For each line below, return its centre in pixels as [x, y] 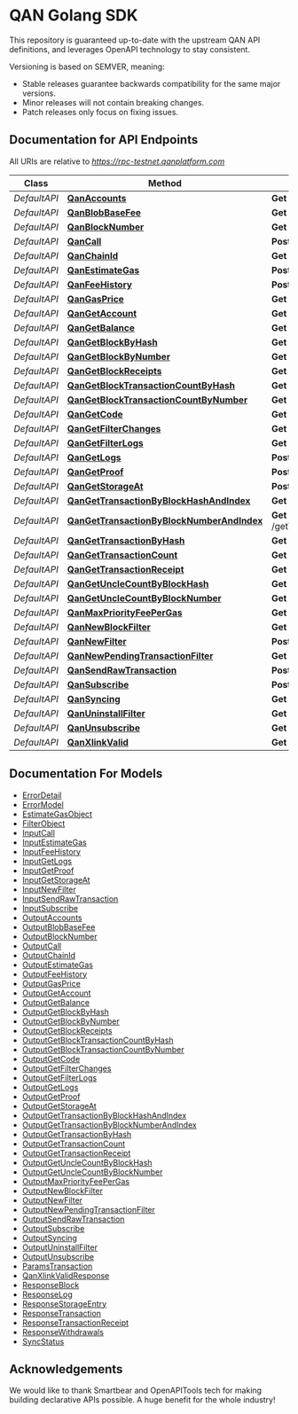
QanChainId [93, 255]
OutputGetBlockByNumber [71, 1021]
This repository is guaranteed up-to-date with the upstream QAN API [135, 40]
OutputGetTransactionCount [74, 1144]
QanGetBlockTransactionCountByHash [151, 385]
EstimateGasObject [57, 814]
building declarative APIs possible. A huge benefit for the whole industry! [143, 1400]
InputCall [39, 832]
